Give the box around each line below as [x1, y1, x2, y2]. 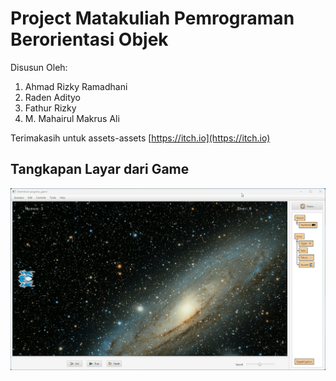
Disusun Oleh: [10, 61, 68, 73]
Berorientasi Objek [10, 28, 169, 51]
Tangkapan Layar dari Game [10, 161, 190, 178]
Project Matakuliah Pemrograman [10, 7, 295, 30]
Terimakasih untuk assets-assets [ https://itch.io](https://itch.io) [10, 132, 271, 144]
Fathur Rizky [24, 102, 77, 114]
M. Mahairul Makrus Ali [24, 112, 120, 124]
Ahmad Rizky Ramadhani [24, 80, 128, 92]
